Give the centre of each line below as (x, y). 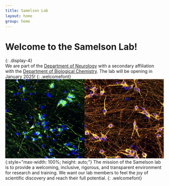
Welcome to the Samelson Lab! (71, 46)
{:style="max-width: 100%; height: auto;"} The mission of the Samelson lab (83, 162)
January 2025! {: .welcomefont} (38, 77)
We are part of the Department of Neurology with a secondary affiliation (80, 66)
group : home (18, 21)
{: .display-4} (19, 61)
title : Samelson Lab (27, 11)
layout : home (19, 16)
